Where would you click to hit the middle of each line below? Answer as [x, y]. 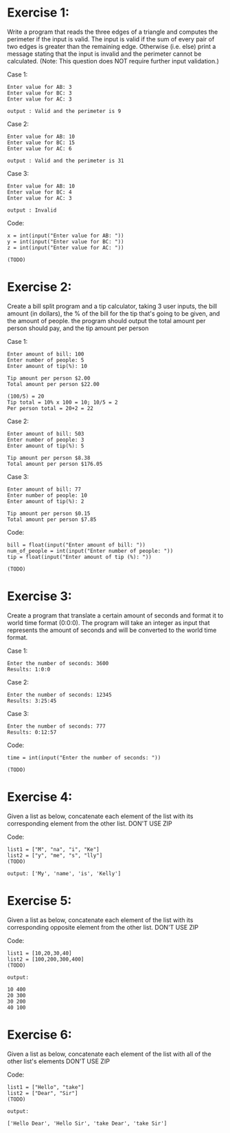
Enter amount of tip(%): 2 [46, 501]
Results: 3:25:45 [32, 701]
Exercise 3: [39, 596]
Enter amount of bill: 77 [44, 489]
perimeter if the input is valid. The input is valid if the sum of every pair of [111, 39]
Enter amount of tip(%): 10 [47, 366]
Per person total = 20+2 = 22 [50, 408]
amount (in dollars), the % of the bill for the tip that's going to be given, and [114, 313]
